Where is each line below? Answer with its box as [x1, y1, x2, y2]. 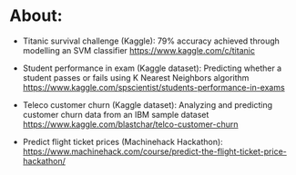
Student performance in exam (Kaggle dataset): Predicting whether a [22, 63, 282, 73]
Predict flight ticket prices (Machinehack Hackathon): [22, 136, 223, 147]
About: [9, 5, 63, 26]
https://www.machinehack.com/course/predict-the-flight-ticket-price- [22, 146, 287, 157]
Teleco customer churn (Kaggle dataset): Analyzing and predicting [22, 99, 273, 110]
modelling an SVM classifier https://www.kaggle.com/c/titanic [22, 44, 255, 55]
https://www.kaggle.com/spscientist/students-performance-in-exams [22, 82, 285, 92]
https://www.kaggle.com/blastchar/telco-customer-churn [22, 119, 239, 130]
